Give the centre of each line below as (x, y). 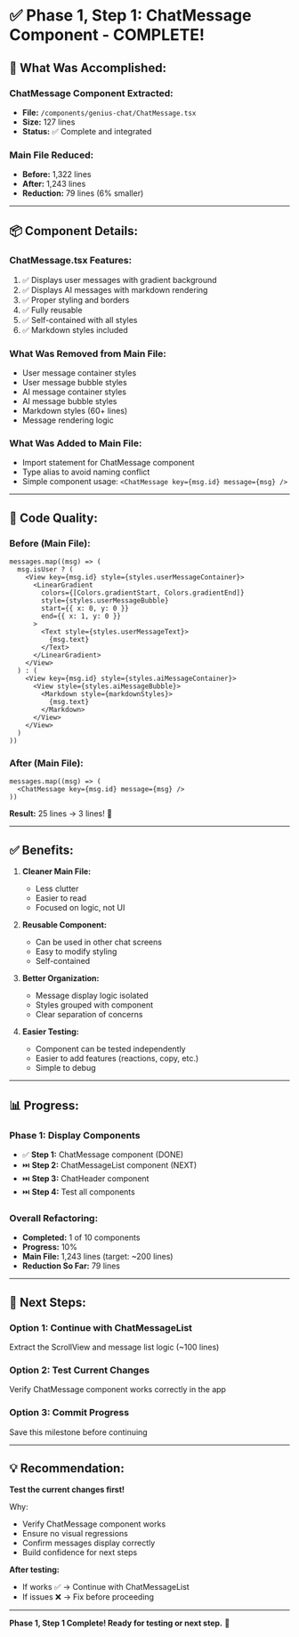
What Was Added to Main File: (76, 443)
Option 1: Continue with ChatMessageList (101, 1327)
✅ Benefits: (41, 850)
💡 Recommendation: (67, 1468)
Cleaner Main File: (57, 871)
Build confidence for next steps (80, 1552)
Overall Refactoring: (54, 1218)
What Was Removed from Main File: (88, 353)
